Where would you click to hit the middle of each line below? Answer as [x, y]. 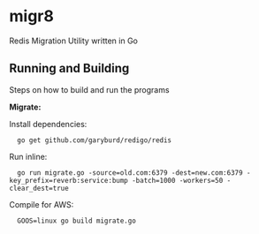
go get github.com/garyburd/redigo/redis [95, 140]
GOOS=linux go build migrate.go [77, 221]
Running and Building [69, 68]
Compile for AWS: [42, 204]
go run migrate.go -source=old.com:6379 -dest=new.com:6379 [130, 173]
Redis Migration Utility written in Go [74, 41]
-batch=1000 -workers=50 [177, 180]
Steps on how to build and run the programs [89, 89]
